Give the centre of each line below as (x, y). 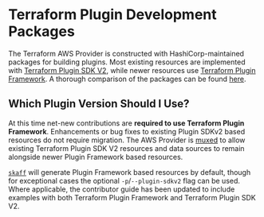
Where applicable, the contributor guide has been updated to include (122, 189)
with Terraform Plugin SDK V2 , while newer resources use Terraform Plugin (132, 70)
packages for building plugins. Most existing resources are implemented (127, 62)
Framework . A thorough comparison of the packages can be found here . (127, 79)
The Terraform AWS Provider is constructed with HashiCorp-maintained (126, 53)
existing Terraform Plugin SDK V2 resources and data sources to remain (126, 148)
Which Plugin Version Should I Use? (99, 104)
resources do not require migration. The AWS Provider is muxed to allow (127, 140)
